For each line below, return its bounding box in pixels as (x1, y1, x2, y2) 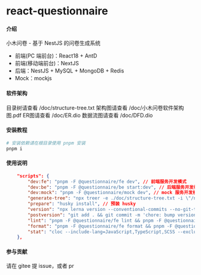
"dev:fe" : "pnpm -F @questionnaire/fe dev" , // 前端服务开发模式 (28, 179, 187, 185)
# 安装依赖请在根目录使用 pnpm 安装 (6, 140, 86, 146)
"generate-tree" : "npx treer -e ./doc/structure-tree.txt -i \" (28, 195, 191, 201)
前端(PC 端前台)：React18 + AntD (14, 52, 98, 59)
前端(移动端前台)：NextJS (14, 60, 79, 67)
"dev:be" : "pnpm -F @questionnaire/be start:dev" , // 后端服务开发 (28, 184, 194, 190)
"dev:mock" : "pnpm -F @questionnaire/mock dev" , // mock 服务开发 (28, 190, 193, 196)
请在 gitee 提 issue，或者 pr (6, 262, 74, 270)
